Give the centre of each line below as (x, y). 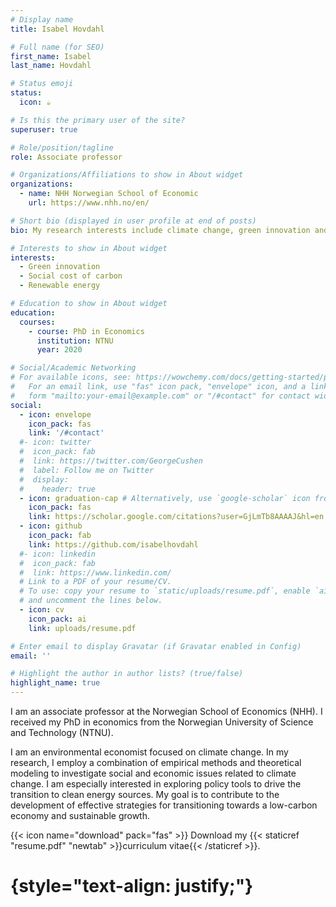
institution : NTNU (75, 341)
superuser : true (44, 129)
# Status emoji (42, 84)
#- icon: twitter (55, 442)
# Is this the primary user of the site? (98, 120)
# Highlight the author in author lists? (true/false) (127, 674)
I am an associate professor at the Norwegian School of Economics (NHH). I (166, 711)
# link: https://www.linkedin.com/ (95, 572)
